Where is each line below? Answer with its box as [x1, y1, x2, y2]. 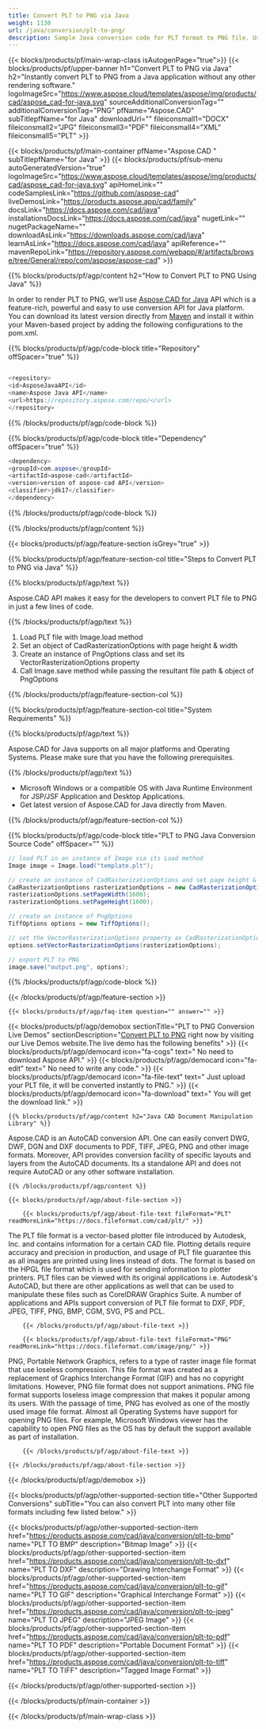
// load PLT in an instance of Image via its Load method [8, 854, 203, 863]
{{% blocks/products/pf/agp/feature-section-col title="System [8, 705, 212, 715]
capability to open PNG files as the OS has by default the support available [8, 1424, 252, 1433]
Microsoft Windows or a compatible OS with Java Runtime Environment [19, 783, 253, 792]
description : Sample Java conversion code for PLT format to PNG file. [8, 33, 249, 42]
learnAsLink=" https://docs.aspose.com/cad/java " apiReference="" [8, 239, 226, 248]
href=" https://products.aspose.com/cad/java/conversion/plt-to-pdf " [8, 1632, 231, 1642]
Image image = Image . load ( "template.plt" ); [8, 862, 154, 870]
